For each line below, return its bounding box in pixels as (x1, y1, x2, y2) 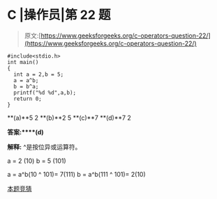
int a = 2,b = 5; (13, 71, 64, 78)
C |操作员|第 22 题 (7, 7, 111, 23)
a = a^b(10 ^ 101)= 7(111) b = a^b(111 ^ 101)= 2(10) (7, 170, 147, 178)
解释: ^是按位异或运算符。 (7, 143, 82, 151)
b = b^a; (13, 83, 39, 90)
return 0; (13, 95, 42, 102)
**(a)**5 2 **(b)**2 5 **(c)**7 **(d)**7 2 (7, 113, 131, 122)
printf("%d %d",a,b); (13, 89, 77, 96)
